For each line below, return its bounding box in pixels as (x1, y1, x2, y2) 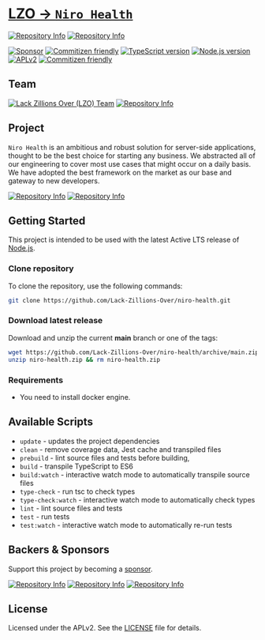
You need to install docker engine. (19, 392, 131, 401)
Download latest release (8, 315, 103, 326)
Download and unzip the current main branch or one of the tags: (8, 333, 218, 342)
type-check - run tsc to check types (19, 487, 136, 496)
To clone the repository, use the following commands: (8, 281, 183, 291)
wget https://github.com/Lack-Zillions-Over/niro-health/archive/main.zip (8, 348, 259, 356)
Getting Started (8, 214, 86, 228)
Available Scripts (8, 416, 93, 429)
